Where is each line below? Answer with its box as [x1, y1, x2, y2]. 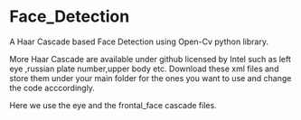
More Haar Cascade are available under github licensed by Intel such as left [9, 53, 292, 64]
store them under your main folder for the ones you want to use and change [9, 72, 292, 83]
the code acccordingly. [9, 82, 95, 93]
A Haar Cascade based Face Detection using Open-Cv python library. [9, 36, 269, 47]
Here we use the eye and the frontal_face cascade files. [9, 99, 217, 110]
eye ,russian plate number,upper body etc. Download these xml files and [9, 63, 279, 74]
